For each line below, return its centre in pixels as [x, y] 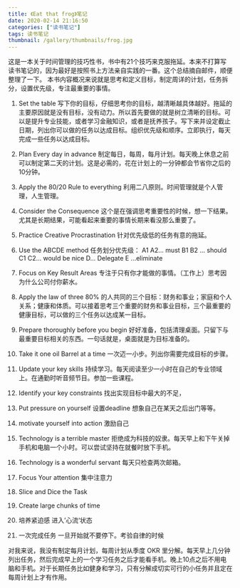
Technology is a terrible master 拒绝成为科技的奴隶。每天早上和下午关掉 [124, 439]
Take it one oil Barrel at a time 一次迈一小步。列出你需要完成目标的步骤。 [125, 354]
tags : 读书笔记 [28, 34]
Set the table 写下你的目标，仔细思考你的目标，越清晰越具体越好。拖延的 [125, 103]
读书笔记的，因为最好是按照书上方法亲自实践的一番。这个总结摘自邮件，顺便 [120, 70]
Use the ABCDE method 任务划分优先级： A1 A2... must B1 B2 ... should [122, 251]
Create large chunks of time [59, 505]
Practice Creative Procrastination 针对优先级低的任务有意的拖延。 [114, 235]
